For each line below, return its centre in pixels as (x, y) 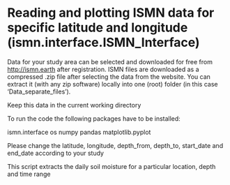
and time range (29, 174)
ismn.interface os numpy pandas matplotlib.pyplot (79, 132)
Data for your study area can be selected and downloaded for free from (110, 61)
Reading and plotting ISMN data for (111, 13)
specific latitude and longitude (98, 28)
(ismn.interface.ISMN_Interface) (103, 43)
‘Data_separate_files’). (39, 91)
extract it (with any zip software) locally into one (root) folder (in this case (113, 84)
